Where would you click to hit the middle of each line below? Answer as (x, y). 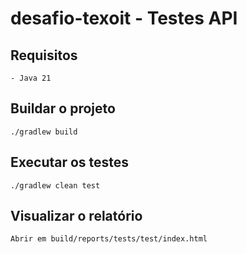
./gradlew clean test (55, 185)
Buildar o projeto (63, 108)
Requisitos (44, 55)
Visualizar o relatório (76, 216)
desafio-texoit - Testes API (124, 18)
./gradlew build (44, 132)
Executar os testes (70, 162)
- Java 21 (31, 78)
